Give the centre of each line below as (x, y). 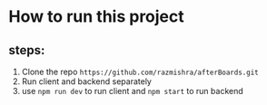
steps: (27, 50)
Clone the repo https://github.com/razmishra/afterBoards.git (140, 72)
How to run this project (97, 17)
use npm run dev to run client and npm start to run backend (133, 91)
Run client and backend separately (86, 81)
